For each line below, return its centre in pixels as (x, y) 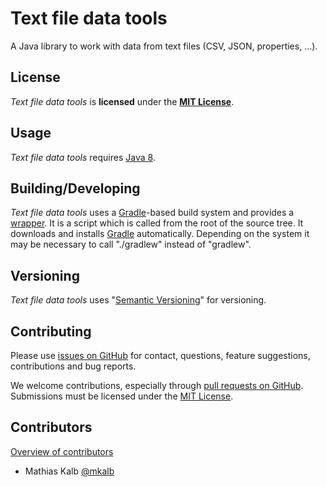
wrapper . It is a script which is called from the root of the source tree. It (157, 223)
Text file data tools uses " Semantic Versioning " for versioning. (138, 300)
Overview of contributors (62, 451)
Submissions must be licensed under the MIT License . (122, 396)
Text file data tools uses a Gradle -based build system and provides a (152, 213)
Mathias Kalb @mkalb (69, 471)
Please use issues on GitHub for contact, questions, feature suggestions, (160, 355)
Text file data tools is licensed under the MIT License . (122, 101)
